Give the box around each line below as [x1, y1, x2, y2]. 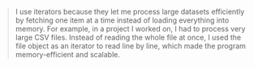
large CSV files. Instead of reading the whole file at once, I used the [15, 32, 241, 42]
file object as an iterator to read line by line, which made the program [15, 41, 247, 51]
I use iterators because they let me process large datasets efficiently [15, 7, 245, 16]
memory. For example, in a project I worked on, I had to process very [15, 24, 246, 33]
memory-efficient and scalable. [15, 50, 121, 59]
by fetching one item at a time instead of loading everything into [15, 15, 230, 25]
